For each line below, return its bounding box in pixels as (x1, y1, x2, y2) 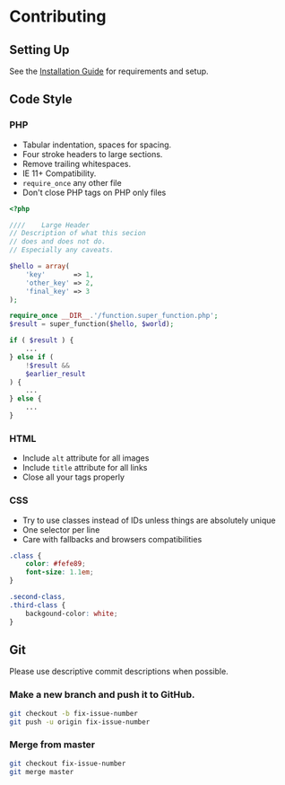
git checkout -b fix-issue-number (9, 709, 139, 718)
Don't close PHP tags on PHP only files (22, 187, 167, 198)
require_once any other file (22, 177, 123, 188)
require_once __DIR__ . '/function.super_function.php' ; (9, 312, 219, 321)
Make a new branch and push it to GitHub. (9, 689, 195, 701)
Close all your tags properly (22, 472, 125, 482)
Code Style (9, 92, 73, 107)
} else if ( (9, 352, 54, 361)
